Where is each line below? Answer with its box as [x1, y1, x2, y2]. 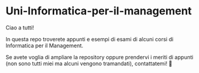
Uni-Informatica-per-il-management [5, 4, 192, 18]
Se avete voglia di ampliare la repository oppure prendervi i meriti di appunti [5, 53, 194, 60]
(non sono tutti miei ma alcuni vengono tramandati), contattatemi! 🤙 [5, 60, 173, 67]
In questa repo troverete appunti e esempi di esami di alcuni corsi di [5, 35, 174, 42]
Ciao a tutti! [5, 24, 34, 31]
